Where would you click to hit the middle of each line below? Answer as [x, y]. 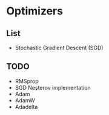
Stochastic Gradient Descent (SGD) [59, 48]
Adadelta [26, 107]
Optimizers [35, 11]
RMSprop [27, 81]
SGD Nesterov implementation [53, 87]
